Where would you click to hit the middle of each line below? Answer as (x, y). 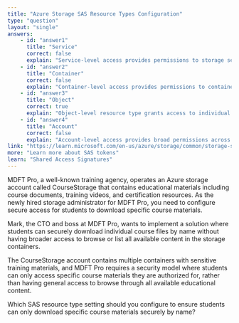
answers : (20, 34)
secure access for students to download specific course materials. (105, 210)
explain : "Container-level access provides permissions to (115, 87)
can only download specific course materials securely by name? (101, 312)
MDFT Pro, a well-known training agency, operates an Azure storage (108, 179)
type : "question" (33, 21)
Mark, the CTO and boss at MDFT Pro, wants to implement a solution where (118, 223)
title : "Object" (50, 100)
